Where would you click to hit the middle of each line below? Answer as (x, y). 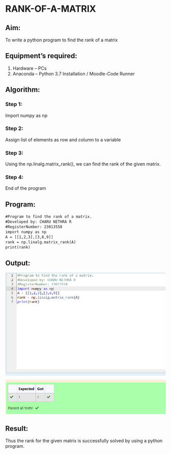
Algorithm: (23, 90)
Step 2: (15, 129)
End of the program (26, 188)
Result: (17, 428)
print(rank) (18, 247)
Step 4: (15, 178)
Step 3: (15, 153)
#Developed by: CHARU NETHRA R (38, 222)
